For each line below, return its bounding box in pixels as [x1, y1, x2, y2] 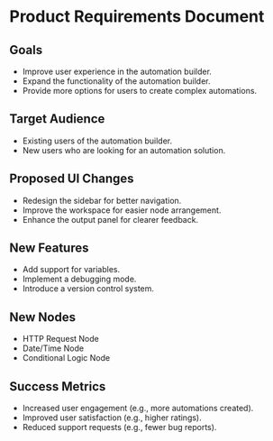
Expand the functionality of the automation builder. [22, 76, 211, 87]
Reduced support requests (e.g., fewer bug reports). [22, 422, 217, 433]
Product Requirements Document [9, 6, 265, 27]
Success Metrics [9, 379, 106, 394]
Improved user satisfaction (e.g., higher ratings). [22, 412, 202, 423]
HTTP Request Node [22, 334, 99, 345]
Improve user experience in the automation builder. [22, 66, 212, 77]
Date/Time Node [22, 343, 84, 354]
